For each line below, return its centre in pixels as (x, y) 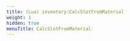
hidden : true (23, 23)
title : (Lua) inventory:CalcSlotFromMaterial (65, 12)
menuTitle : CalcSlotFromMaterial (49, 29)
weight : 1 (19, 17)
